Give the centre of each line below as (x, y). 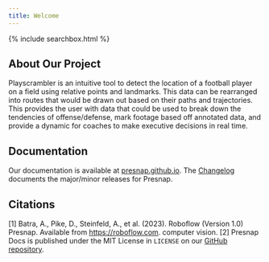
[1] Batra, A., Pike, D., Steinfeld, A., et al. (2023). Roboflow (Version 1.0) (126, 224)
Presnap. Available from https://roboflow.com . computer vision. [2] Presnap (134, 232)
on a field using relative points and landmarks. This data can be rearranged (133, 92)
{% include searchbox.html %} (59, 39)
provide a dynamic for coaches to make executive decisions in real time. (128, 126)
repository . (26, 249)
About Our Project (55, 64)
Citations (32, 205)
